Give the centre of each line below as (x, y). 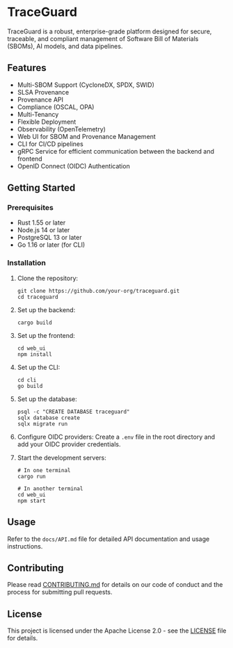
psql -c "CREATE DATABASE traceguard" (73, 412)
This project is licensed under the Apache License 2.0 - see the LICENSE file (117, 631)
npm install (34, 354)
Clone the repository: (48, 278)
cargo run (32, 476)
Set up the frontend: (46, 335)
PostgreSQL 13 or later (49, 238)
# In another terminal (50, 488)
